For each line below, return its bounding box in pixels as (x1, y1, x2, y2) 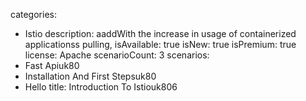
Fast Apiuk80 (24, 60, 80, 71)
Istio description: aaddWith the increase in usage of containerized (24, 28, 297, 39)
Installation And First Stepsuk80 (24, 70, 157, 82)
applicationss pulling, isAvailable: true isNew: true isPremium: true (24, 39, 297, 50)
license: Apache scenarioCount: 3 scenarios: (24, 49, 210, 61)
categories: (10, 9, 57, 20)
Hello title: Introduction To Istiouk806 (24, 81, 178, 93)
